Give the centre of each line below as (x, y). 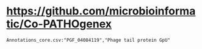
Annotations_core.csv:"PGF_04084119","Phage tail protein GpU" (88, 40)
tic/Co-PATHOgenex (59, 24)
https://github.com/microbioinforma (101, 11)
